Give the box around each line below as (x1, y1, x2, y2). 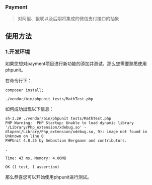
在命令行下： (5, 77, 32, 84)
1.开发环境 (5, 48, 30, 55)
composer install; (5, 87, 44, 93)
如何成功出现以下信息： (5, 106, 54, 112)
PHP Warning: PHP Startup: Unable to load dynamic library (5, 120, 134, 126)
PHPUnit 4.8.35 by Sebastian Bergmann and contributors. (5, 138, 127, 143)
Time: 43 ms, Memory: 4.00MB (5, 155, 66, 161)
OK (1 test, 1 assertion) (5, 164, 59, 169)
